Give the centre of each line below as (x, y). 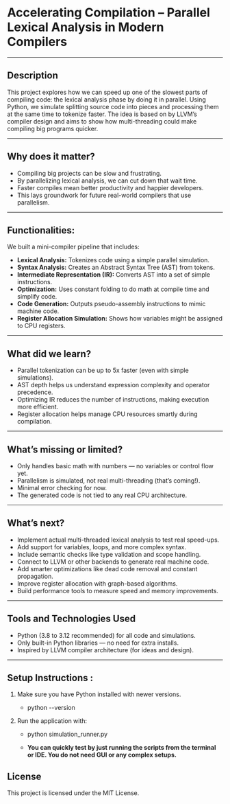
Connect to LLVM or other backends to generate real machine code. (113, 562)
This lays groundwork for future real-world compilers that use (104, 195)
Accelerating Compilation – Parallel (109, 13)
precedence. (35, 392)
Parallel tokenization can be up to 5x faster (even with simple (103, 370)
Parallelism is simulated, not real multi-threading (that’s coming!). (108, 481)
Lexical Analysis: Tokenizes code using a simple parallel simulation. (113, 260)
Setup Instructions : (50, 678)
